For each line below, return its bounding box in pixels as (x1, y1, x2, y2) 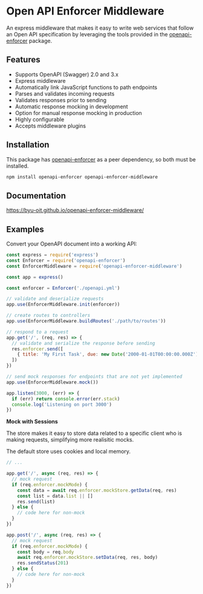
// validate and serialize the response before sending (11, 340, 155, 346)
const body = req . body (17, 549, 74, 555)
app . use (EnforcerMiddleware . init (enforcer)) (6, 301, 120, 308)
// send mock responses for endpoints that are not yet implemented (6, 374, 182, 380)
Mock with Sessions (6, 418, 59, 425)
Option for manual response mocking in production (14, 109, 142, 116)
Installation (6, 140, 50, 150)
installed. (6, 162, 29, 169)
